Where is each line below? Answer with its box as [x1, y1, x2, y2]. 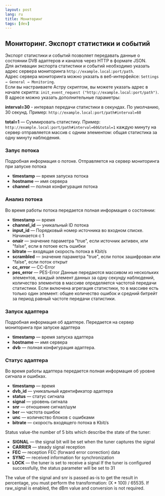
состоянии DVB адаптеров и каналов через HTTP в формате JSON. [5, 58, 147, 64]
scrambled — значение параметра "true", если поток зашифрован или [12, 253, 161, 260]
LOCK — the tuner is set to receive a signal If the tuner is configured [12, 460, 151, 466]
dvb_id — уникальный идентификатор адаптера [12, 388, 113, 394]
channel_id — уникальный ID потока [12, 222, 89, 228]
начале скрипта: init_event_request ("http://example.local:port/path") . [5, 90, 159, 95]
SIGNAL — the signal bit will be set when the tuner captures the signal [12, 439, 155, 445]
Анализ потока [5, 196, 43, 203]
